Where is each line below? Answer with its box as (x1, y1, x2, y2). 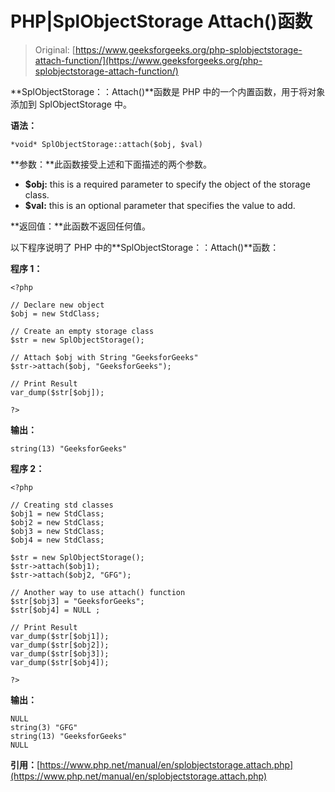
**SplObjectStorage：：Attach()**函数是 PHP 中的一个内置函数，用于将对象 (10, 85, 326, 97)
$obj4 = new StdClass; (10, 535, 105, 545)
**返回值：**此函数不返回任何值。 (10, 220, 152, 232)
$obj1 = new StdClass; (10, 508, 105, 519)
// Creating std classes (10, 500, 114, 510)
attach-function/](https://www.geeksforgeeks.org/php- (34, 54, 263, 66)
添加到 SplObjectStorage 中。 (10, 98, 132, 110)
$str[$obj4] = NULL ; (10, 605, 101, 615)
